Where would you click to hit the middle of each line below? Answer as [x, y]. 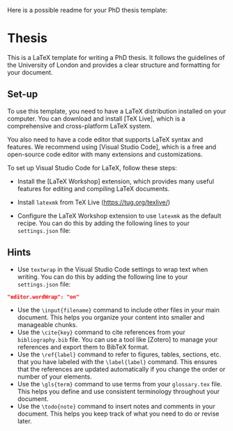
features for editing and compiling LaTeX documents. [93, 188]
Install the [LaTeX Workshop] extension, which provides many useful [115, 181]
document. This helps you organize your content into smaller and [111, 317]
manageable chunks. [47, 325]
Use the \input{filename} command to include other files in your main [118, 310]
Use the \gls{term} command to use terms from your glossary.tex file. [120, 384]
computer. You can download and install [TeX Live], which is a [96, 119]
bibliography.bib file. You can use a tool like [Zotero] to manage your [118, 340]
